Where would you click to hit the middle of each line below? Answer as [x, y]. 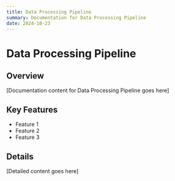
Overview [25, 76]
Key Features [32, 109]
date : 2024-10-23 [28, 23]
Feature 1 [27, 124]
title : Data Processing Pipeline [49, 12]
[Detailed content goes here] [43, 171]
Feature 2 [27, 131]
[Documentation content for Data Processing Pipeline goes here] [88, 90]
